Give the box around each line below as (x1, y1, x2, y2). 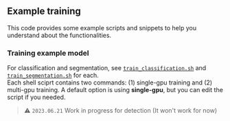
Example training (7, 5, 81, 17)
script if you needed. (7, 93, 66, 102)
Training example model (7, 48, 89, 58)
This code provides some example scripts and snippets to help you (7, 23, 197, 32)
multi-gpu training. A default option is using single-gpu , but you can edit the (7, 86, 223, 94)
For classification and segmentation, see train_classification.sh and (7, 64, 207, 72)
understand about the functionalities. (7, 31, 112, 39)
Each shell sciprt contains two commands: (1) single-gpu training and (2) (7, 78, 213, 87)
